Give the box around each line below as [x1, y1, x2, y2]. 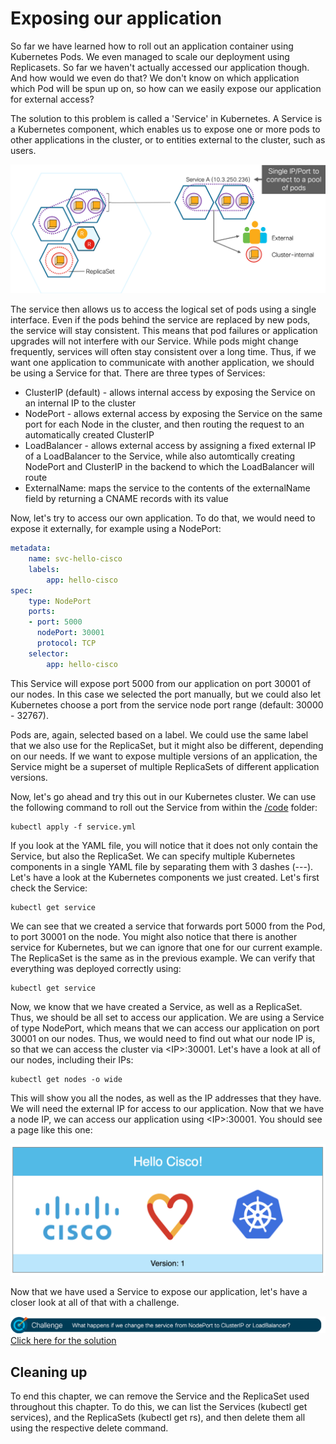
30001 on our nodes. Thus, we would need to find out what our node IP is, [10, 1032, 316, 1044]
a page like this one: [10, 1123, 93, 1136]
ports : [28, 607, 56, 617]
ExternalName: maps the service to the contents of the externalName [24, 482, 311, 494]
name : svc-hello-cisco [28, 554, 123, 564]
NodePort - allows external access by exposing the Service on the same [24, 408, 323, 420]
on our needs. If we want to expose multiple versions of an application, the [10, 750, 318, 762]
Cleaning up [10, 1363, 88, 1381]
